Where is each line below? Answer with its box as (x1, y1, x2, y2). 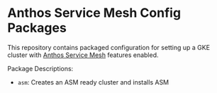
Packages (7, 20, 67, 36)
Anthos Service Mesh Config (7, 5, 182, 21)
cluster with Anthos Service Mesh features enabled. (7, 51, 159, 59)
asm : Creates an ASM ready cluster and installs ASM (17, 77, 169, 86)
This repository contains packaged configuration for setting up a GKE (7, 43, 211, 51)
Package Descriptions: (7, 64, 74, 73)
